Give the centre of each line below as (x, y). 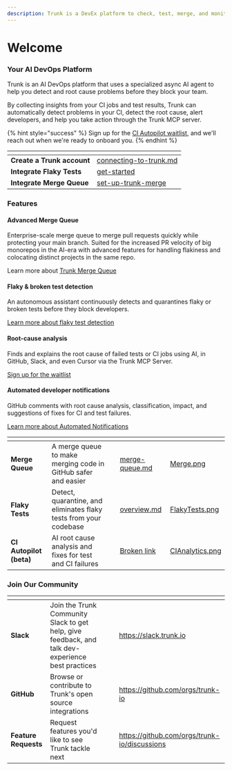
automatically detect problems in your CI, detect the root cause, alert (105, 113)
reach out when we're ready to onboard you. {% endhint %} (92, 140)
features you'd (74, 731)
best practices (73, 665)
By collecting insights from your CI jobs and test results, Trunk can (102, 105)
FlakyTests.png (195, 509)
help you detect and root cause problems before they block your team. (108, 92)
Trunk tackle (70, 748)
